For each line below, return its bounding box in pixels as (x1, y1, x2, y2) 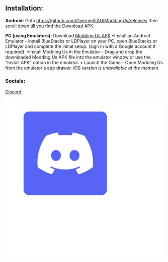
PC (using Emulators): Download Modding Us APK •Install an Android (5, 32, 151, 38)
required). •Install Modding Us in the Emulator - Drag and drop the (5, 48, 143, 55)
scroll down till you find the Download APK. (5, 23, 95, 29)
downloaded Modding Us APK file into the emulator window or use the (5, 54, 151, 60)
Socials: (5, 77, 26, 84)
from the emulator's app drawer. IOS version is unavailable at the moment (5, 65, 158, 71)
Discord (5, 89, 22, 95)
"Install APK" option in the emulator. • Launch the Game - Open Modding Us (5, 59, 163, 65)
